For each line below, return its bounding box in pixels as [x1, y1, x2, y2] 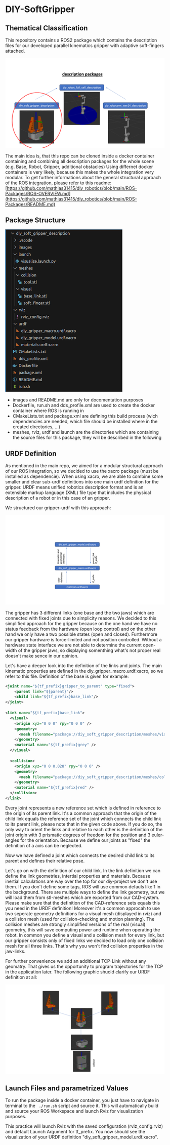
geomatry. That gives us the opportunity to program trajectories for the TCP [5, 963, 163, 969]
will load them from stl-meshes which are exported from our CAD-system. [5, 894, 160, 901]
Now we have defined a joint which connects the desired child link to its [5, 852, 155, 858]
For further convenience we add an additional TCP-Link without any [5, 958, 146, 964]
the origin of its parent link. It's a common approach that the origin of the [5, 810, 157, 816]
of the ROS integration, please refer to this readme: [5, 180, 112, 186]
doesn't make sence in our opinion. [5, 652, 79, 659]
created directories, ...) [12, 424, 61, 430]
